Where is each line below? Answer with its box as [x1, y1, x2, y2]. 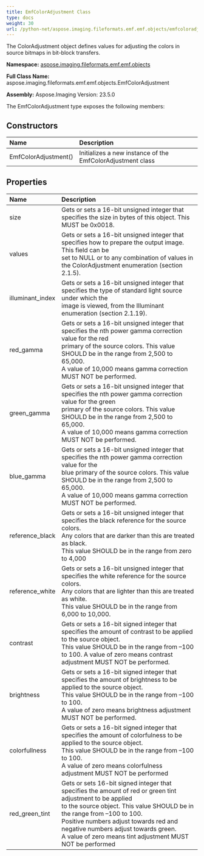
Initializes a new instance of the [79, 149, 169, 157]
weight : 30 [6, 20, 34, 26]
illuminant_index [9, 294, 56, 302]
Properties [6, 177, 47, 188]
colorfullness [9, 746, 47, 754]
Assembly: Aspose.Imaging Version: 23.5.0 [6, 91, 115, 98]
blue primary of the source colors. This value [61, 468, 189, 476]
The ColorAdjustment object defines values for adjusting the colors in [6, 43, 180, 50]
